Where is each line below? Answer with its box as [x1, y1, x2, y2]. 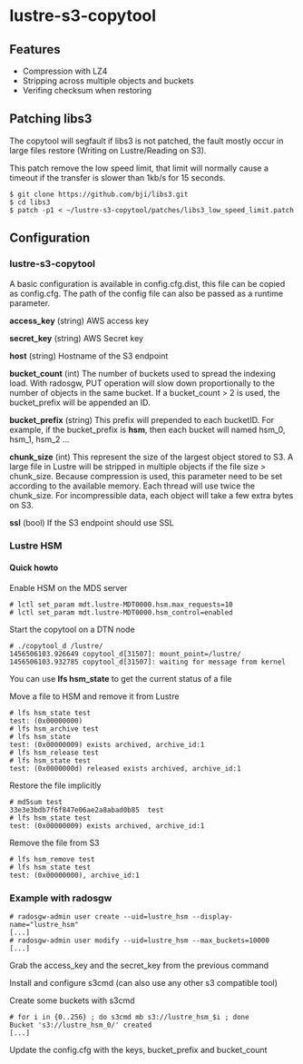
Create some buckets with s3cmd [9, 995, 135, 1006]
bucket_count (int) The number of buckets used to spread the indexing [9, 368, 276, 379]
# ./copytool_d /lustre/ [9, 641, 103, 650]
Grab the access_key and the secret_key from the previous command [9, 960, 269, 970]
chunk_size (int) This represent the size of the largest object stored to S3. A [9, 451, 294, 462]
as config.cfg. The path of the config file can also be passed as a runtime [9, 288, 284, 299]
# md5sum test [9, 797, 64, 806]
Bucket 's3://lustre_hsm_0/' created [9, 1020, 152, 1030]
